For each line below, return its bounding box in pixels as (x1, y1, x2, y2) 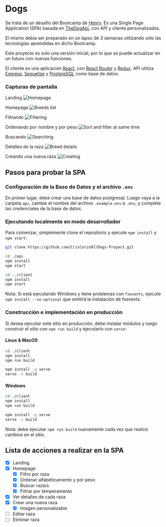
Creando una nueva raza (5, 154, 56, 160)
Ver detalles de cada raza (12, 494, 66, 500)
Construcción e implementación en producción (5, 309, 123, 316)
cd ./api (5, 254, 24, 259)
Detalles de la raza (5, 143, 44, 150)
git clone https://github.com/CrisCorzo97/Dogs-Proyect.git (5, 245, 134, 250)
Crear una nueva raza (12, 500, 58, 506)
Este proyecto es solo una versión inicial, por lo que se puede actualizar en (5, 50, 160, 56)
